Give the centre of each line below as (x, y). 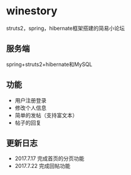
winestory (32, 11)
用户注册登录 (30, 100)
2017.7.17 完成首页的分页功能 (49, 158)
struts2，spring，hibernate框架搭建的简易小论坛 (65, 28)
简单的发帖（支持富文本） (46, 115)
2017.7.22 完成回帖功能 (43, 166)
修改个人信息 (30, 108)
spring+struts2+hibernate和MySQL (49, 64)
